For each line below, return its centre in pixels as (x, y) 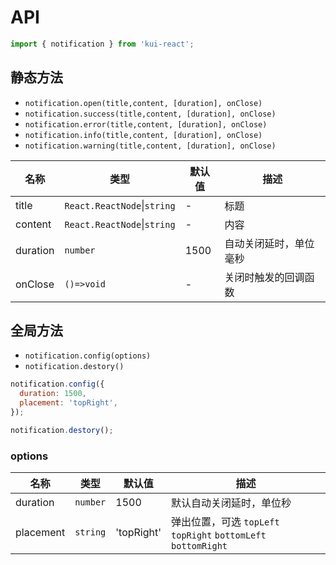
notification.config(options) (88, 356)
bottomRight (199, 546)
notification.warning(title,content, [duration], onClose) (150, 146)
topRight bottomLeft (219, 535)
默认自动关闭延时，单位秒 (231, 503)
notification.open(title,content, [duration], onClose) (143, 103)
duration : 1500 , (53, 394)
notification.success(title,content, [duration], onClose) (150, 114)
